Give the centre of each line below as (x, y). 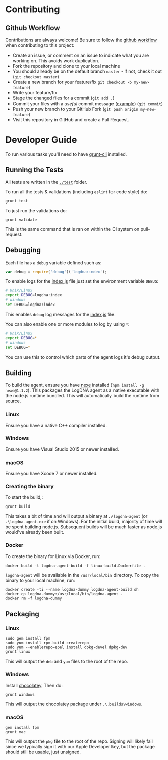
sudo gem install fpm (28, 639)
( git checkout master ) (36, 77)
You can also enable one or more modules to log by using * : (67, 324)
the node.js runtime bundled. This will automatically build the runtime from (82, 396)
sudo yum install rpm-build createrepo (47, 643)
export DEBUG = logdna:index (34, 295)
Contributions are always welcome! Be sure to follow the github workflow (81, 40)
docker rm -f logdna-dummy (34, 598)
